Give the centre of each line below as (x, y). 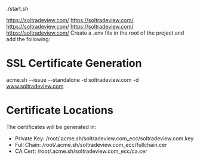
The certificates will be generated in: (51, 127)
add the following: (28, 39)
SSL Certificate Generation (74, 64)
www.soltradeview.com (35, 86)
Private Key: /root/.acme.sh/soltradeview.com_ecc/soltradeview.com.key (104, 138)
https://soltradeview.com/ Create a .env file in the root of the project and (95, 33)
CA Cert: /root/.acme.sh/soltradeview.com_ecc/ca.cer (81, 151)
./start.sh (17, 9)
